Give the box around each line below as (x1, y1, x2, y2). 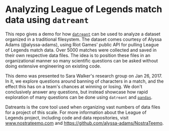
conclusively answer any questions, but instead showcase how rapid (5, 89, 148, 95)
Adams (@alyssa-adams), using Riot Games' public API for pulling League (5, 41, 159, 47)
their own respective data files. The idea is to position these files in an (5, 52, 150, 58)
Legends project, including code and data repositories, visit (5, 114, 129, 120)
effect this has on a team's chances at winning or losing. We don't (5, 83, 143, 89)
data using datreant (5, 14, 89, 26)
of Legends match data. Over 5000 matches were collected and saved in (5, 47, 157, 53)
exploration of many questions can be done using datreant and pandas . (5, 94, 153, 100)
